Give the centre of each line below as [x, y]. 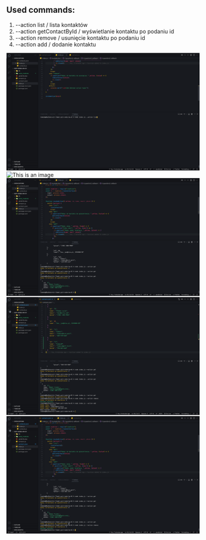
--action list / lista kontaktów [51, 24]
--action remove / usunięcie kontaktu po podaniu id [80, 38]
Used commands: [41, 10]
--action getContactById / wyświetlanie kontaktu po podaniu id [95, 31]
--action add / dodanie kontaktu [55, 44]
